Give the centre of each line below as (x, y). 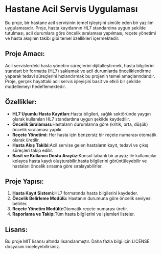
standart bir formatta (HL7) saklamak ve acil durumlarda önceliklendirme (78, 71)
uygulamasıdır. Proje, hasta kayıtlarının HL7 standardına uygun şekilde (75, 28)
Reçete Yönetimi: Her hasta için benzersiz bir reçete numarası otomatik (84, 135)
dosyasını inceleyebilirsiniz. (33, 247)
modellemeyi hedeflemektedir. (35, 86)
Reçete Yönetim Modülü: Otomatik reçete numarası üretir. (70, 209)
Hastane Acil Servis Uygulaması (71, 9)
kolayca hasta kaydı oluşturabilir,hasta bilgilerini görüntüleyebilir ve (80, 161)
